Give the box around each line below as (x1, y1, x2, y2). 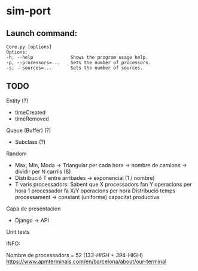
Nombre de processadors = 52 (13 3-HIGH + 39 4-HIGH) (6, 251, 144, 258)
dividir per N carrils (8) (14, 168, 71, 175)
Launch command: (6, 28, 78, 38)
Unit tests (6, 228, 30, 235)
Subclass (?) (14, 138, 46, 145)
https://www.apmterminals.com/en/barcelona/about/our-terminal (6, 258, 167, 265)
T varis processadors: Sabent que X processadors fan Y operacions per (14, 180, 193, 188)
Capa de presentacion (6, 205, 61, 212)
